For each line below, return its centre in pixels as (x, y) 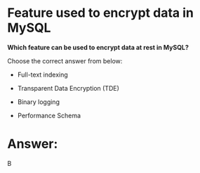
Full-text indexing (42, 75)
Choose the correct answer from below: (65, 60)
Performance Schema (49, 115)
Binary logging (38, 102)
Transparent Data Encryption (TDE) (68, 88)
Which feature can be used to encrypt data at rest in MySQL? (98, 47)
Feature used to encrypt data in (101, 13)
